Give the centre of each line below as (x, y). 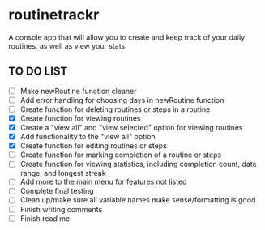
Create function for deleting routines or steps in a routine (115, 109)
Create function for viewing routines (80, 118)
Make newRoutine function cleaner (78, 91)
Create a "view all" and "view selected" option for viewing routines (131, 128)
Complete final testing (57, 191)
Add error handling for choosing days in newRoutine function (122, 100)
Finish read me (45, 218)
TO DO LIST (38, 72)
